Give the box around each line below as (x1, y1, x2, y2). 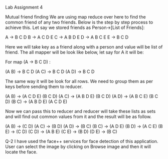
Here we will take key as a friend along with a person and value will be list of (5, 44, 163, 49)
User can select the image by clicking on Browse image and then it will (5, 143, 151, 149)
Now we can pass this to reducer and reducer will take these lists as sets (5, 108, 156, 114)
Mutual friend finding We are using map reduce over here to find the (5, 14, 146, 19)
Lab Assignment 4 (5, 4, 43, 10)
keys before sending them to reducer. (5, 83, 83, 89)
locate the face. (5, 149, 38, 154)
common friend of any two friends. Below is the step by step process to (5, 19, 153, 25)
